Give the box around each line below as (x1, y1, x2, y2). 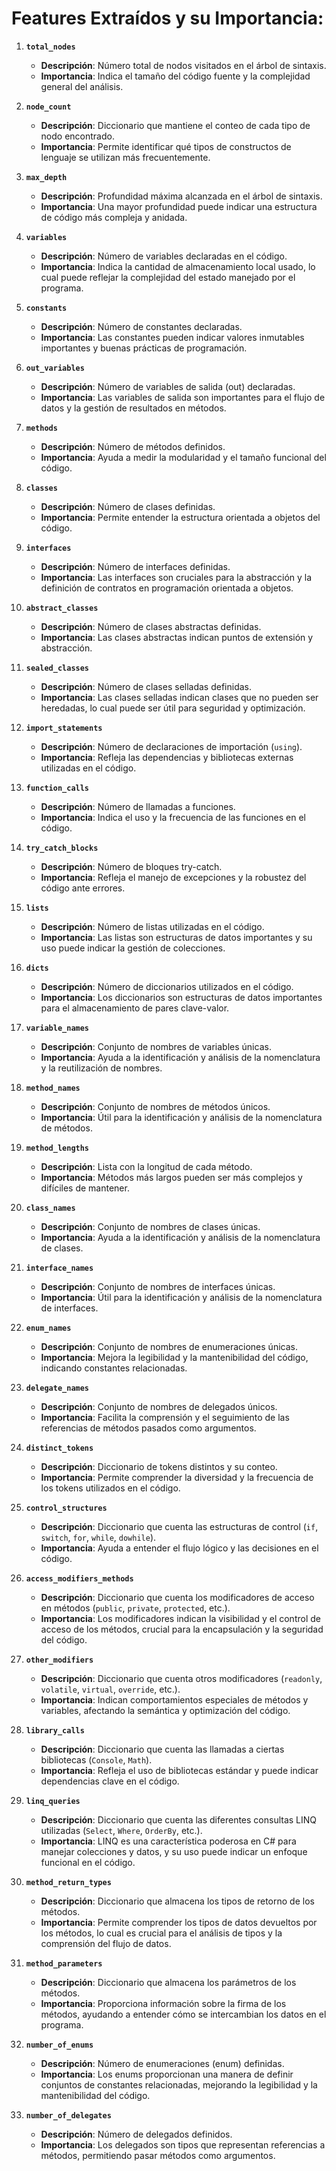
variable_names (25, 1023, 90, 1033)
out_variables (25, 363, 85, 373)
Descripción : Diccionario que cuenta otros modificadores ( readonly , (40, 1672, 323, 1684)
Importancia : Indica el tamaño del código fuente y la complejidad (40, 70, 311, 82)
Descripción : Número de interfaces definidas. (40, 560, 231, 572)
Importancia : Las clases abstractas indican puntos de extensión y (40, 631, 314, 643)
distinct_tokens (25, 1443, 94, 1453)
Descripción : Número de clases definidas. (40, 500, 216, 512)
